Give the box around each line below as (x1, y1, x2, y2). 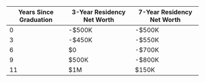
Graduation (19, 15, 53, 24)
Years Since (18, 8, 54, 16)
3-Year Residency (71, 8, 126, 16)
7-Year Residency (138, 8, 193, 16)
